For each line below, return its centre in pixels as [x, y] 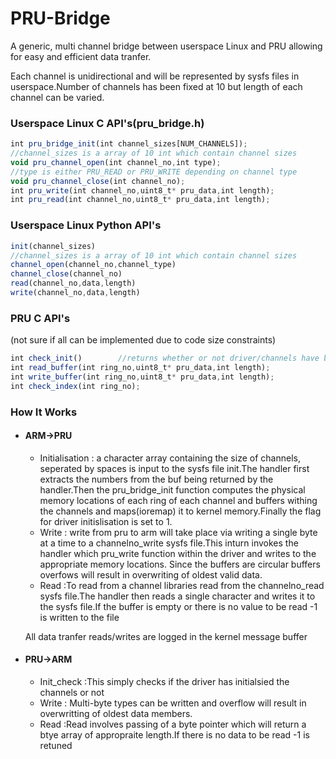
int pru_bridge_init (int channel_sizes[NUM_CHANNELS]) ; [129, 144]
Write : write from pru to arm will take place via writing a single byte [178, 532]
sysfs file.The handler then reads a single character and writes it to [177, 596]
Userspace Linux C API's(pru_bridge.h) [107, 123]
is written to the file [79, 617]
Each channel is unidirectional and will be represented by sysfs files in [155, 76]
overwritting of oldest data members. [116, 714]
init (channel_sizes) [53, 246]
